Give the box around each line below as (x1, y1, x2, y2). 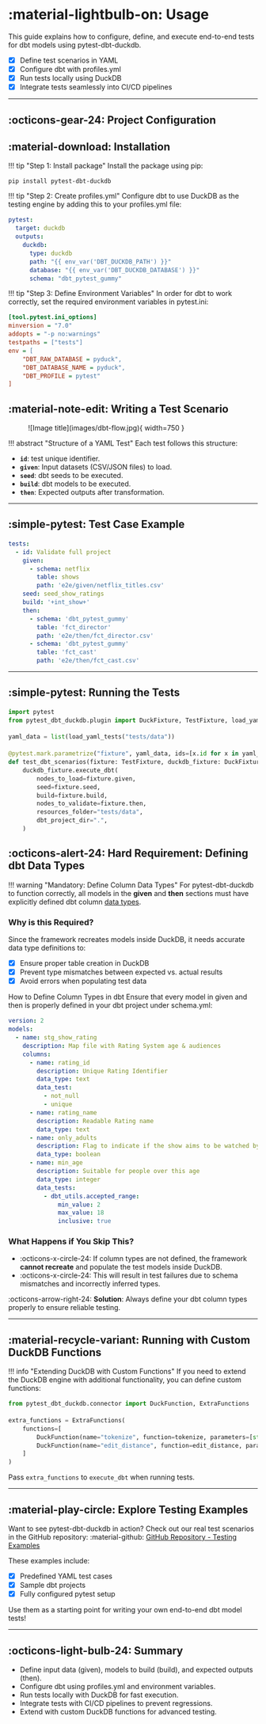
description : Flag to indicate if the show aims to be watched (36, 1142, 249, 1150)
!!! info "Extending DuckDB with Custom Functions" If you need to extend (8, 1367, 247, 1377)
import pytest (8, 708, 55, 716)
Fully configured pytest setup (19, 1589, 116, 1599)
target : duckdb (15, 224, 66, 233)
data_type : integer (36, 1175, 101, 1183)
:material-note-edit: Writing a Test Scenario (8, 402, 229, 416)
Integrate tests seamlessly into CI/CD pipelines (19, 82, 173, 92)
